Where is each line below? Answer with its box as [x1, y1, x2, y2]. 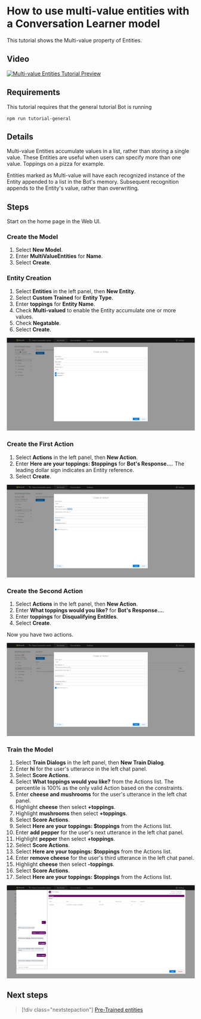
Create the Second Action [7, 587, 83, 595]
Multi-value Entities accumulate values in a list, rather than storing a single [7, 148, 190, 155]
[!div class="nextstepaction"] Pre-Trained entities [21, 1006, 143, 1013]
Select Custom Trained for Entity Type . [15, 294, 114, 301]
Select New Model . [15, 247, 63, 254]
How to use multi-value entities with [7, 4, 190, 18]
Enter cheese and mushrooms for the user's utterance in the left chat [15, 791, 187, 798]
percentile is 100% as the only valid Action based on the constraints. [15, 784, 184, 792]
